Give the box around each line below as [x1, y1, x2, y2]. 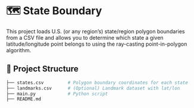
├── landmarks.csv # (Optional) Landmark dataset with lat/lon [6, 85, 180, 91]
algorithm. [6, 46, 32, 53]
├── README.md [6, 96, 42, 102]
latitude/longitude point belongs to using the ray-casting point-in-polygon [6, 40, 187, 47]
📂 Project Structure [6, 64, 79, 74]
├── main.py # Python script [6, 91, 109, 97]
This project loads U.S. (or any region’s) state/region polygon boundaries [6, 27, 185, 35]
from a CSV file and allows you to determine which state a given [6, 34, 164, 41]
